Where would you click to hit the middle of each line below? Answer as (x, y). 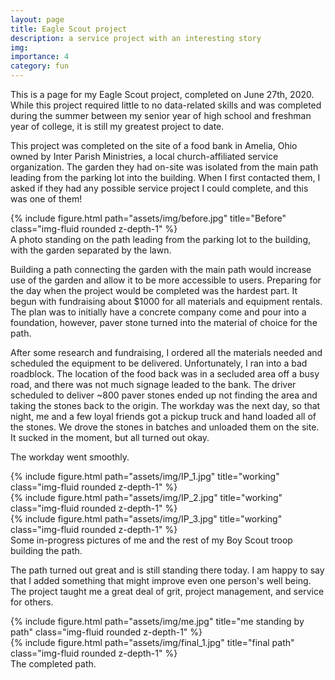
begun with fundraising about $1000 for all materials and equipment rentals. (166, 301)
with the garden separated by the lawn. (91, 250)
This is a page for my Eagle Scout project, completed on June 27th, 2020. (162, 94)
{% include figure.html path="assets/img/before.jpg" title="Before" (148, 218)
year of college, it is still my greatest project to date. (117, 126)
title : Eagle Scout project (69, 29)
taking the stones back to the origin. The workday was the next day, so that (165, 405)
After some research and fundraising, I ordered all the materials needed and (166, 352)
